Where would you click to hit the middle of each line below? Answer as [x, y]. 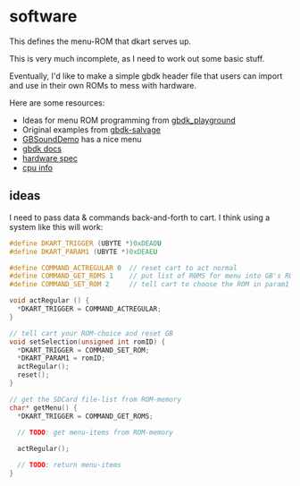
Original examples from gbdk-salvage [91, 129]
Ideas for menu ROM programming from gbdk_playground [129, 120]
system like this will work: [56, 226]
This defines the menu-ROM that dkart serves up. [100, 41]
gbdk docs [42, 149]
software [43, 17]
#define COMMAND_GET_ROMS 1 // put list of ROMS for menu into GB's [145, 276]
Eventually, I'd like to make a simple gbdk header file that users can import [146, 76]
